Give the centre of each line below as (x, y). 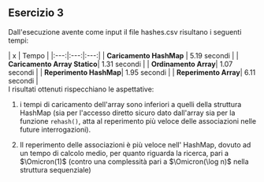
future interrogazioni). (55, 129)
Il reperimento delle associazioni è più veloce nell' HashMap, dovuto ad (135, 144)
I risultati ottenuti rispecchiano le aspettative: (81, 89)
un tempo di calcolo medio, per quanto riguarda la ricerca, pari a (124, 153)
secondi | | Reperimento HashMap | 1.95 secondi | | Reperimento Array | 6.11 (132, 72)
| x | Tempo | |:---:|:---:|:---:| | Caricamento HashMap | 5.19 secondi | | (123, 55)
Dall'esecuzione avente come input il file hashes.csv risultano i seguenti (125, 32)
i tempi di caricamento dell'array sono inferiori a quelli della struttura (130, 104)
